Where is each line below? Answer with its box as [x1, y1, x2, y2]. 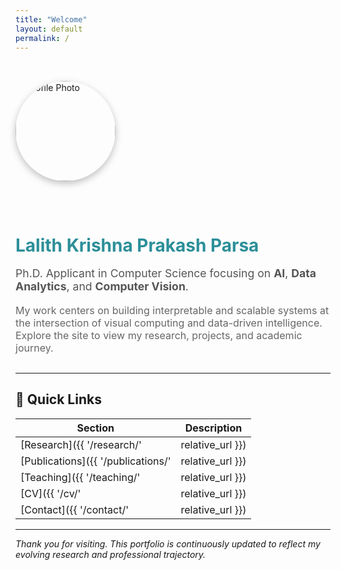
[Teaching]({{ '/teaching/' [20, 470, 141, 484]
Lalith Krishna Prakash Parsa [15, 234, 260, 256]
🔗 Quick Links [15, 391, 102, 408]
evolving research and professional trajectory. [15, 548, 207, 560]
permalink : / [15, 33, 70, 43]
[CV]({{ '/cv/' [20, 486, 82, 500]
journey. [15, 341, 54, 355]
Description [184, 421, 243, 435]
